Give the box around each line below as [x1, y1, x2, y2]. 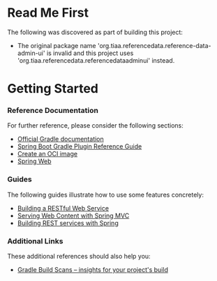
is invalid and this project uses [46, 49, 134, 57]
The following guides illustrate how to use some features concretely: [7, 190, 204, 199]
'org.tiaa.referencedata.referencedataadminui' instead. [17, 56, 175, 64]
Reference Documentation [7, 106, 99, 116]
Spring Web [17, 157, 52, 165]
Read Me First [7, 5, 89, 21]
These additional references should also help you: [7, 252, 151, 261]
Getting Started [7, 81, 99, 97]
